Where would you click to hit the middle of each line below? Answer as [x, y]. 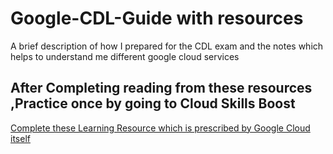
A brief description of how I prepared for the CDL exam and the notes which [167, 46]
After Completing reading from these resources [161, 88]
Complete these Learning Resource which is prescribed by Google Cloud [160, 128]
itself [20, 138]
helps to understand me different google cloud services [125, 56]
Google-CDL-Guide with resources [157, 18]
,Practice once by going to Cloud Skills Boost [153, 103]
